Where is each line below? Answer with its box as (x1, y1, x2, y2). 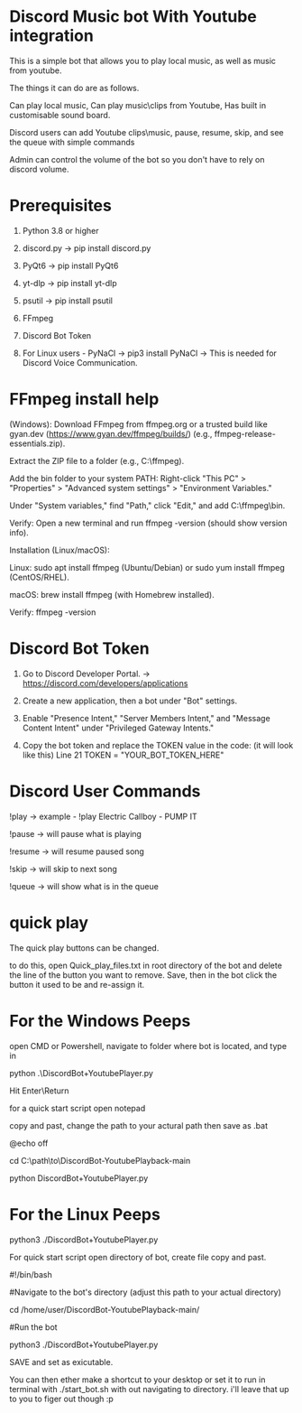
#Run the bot (9, 1321, 58, 1333)
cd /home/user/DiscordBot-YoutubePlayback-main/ (9, 1304, 200, 1315)
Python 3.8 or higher (22, 225, 99, 236)
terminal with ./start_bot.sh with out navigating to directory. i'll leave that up (9, 1383, 290, 1394)
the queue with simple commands (9, 136, 135, 147)
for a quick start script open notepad (9, 1102, 146, 1113)
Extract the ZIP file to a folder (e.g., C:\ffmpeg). (9, 455, 185, 466)
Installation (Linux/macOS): (9, 544, 110, 555)
